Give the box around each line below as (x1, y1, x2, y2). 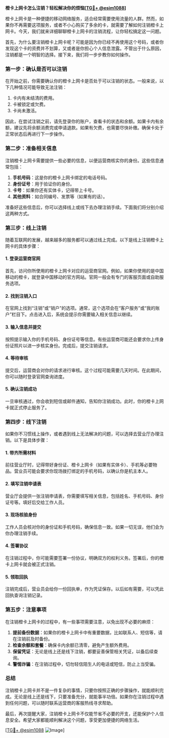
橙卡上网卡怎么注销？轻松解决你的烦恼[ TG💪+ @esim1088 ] (5, 5, 127, 11)
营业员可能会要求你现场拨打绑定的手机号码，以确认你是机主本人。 (14, 468, 151, 474)
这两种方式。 (5, 210, 32, 216)
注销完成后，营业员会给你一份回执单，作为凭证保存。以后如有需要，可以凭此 (5, 586, 164, 592)
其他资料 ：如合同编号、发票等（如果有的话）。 (12, 193, 108, 199)
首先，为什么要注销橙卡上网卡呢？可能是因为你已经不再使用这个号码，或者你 (5, 39, 164, 45)
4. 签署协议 (5, 543, 29, 549)
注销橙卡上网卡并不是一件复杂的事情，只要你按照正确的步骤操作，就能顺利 (5, 687, 159, 693)
